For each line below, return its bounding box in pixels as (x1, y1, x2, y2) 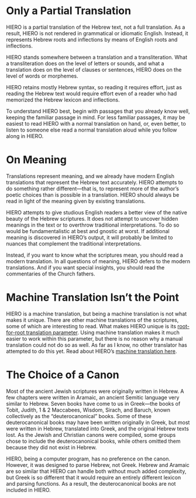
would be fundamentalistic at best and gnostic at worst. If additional (6, 227, 170, 234)
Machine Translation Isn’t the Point (6, 291, 180, 304)
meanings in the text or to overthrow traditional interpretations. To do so (6, 221, 180, 228)
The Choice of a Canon (6, 368, 119, 381)
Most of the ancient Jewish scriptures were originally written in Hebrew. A (6, 388, 184, 395)
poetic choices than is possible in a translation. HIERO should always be (6, 191, 180, 198)
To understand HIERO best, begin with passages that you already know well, (6, 107, 190, 115)
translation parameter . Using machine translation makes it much (26, 329, 180, 336)
